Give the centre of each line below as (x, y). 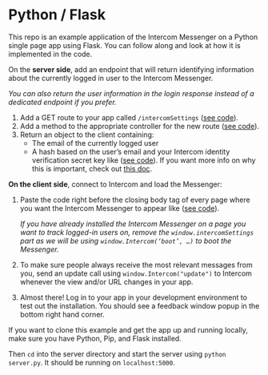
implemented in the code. (50, 54)
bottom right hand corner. (62, 314)
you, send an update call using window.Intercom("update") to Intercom (136, 273)
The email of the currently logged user (95, 143)
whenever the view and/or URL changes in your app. (106, 281)
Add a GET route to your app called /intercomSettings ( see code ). (129, 117)
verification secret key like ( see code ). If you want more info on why (144, 160)
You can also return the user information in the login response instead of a (131, 93)
